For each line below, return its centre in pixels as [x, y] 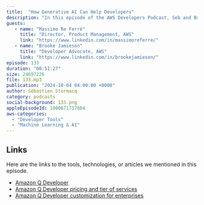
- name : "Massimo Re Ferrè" [50, 29]
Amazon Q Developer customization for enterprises [79, 195]
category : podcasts [31, 97]
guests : [16, 23]
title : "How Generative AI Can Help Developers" [70, 12]
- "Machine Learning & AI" [46, 125]
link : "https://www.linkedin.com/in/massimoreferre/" [89, 40]
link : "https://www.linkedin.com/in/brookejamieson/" [89, 57]
